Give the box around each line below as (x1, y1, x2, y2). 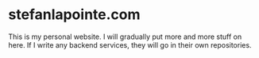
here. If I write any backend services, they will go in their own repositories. (8, 40, 252, 49)
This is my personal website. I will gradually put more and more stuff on (8, 32, 242, 41)
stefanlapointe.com (8, 6, 141, 24)
